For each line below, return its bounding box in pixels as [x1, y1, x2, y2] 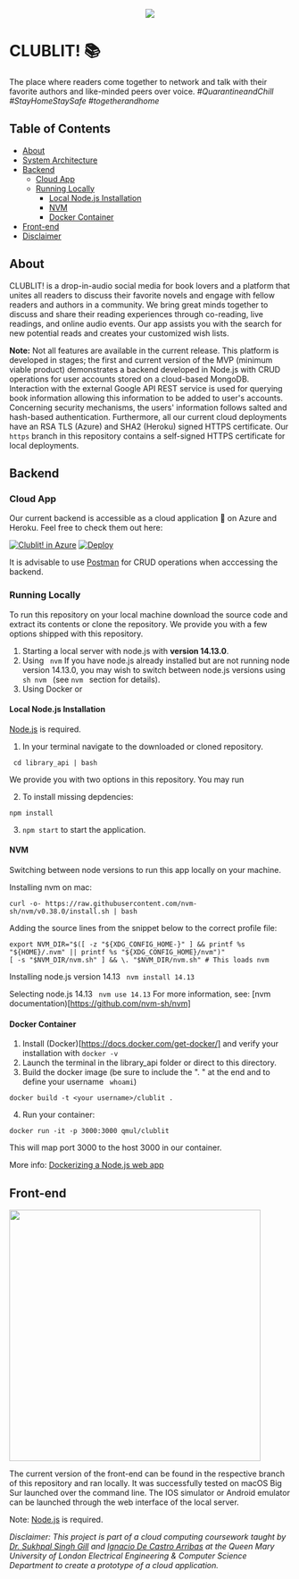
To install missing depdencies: [21, 791, 134, 802]
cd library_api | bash [12, 758, 98, 768]
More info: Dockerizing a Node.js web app [9, 1160, 164, 1171]
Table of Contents [9, 122, 112, 137]
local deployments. [9, 440, 79, 450]
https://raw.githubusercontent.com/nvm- [45, 899, 198, 908]
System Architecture [21, 155, 98, 165]
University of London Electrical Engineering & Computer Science [9, 1550, 247, 1561]
